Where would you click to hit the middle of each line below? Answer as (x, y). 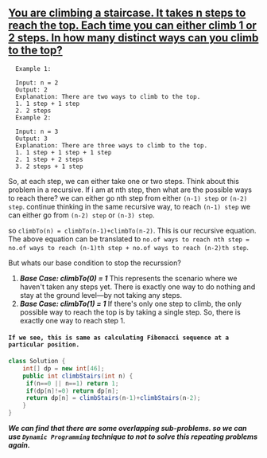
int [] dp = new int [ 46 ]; (64, 368)
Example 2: (33, 117)
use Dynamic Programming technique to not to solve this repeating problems (133, 436)
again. (19, 445)
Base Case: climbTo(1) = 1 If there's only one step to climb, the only (131, 303)
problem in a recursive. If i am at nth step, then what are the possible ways (130, 190)
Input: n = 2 (37, 83)
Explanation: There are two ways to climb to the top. (108, 96)
